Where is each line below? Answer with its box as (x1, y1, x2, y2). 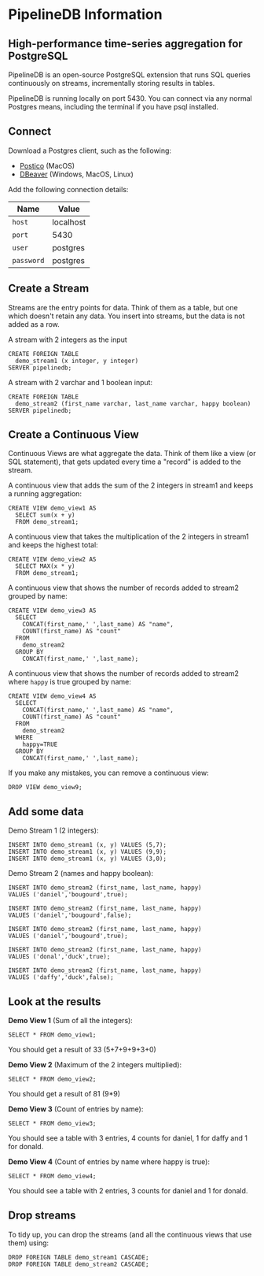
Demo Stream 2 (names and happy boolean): (8, 869, 154, 878)
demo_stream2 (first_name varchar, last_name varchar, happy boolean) (15, 399, 251, 407)
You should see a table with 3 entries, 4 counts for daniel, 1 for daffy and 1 (8, 1133, 247, 1143)
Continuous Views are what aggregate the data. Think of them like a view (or (8, 449, 256, 458)
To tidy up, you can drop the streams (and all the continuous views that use (8, 1230, 252, 1239)
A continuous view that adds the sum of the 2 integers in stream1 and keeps (8, 480, 254, 490)
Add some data (8, 805, 84, 818)
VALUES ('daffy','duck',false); (8, 974, 114, 981)
